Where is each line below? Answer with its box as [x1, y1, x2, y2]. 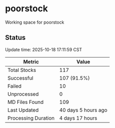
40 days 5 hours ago [59, 106, 108, 113]
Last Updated [7, 106, 39, 113]
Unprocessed [7, 91, 39, 97]
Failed [7, 82, 22, 89]
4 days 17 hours [59, 114, 97, 121]
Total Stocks [7, 66, 36, 73]
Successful [7, 74, 33, 81]
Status [5, 33, 26, 42]
